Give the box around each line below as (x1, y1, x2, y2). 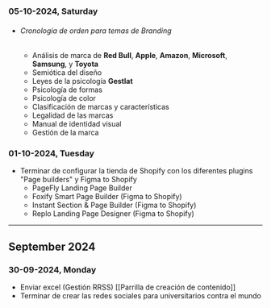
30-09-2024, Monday (8, 264, 97, 275)
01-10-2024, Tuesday (8, 148, 95, 159)
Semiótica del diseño (31, 68, 102, 77)
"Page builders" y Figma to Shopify (19, 175, 137, 185)
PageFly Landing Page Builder (31, 183, 133, 193)
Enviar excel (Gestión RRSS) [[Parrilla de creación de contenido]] (19, 282, 236, 292)
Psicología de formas (31, 85, 103, 94)
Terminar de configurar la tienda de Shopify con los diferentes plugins (19, 166, 253, 176)
